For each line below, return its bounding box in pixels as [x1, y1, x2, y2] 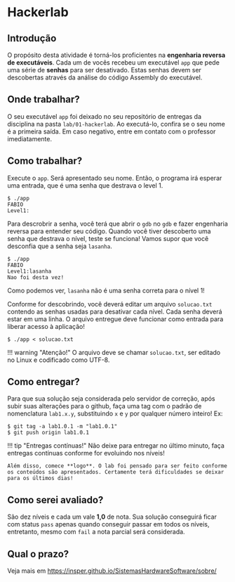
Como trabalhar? [7, 155, 83, 167]
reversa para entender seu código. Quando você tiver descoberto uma [7, 226, 212, 235]
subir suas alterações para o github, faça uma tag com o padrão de [7, 402, 202, 410]
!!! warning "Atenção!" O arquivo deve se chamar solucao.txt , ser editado [7, 348, 221, 356]
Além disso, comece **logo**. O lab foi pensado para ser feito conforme [7, 463, 228, 470]
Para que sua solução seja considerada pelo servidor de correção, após [7, 394, 215, 403]
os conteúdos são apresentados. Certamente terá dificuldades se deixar [7, 469, 224, 476]
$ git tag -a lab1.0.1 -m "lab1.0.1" [7, 423, 118, 430]
